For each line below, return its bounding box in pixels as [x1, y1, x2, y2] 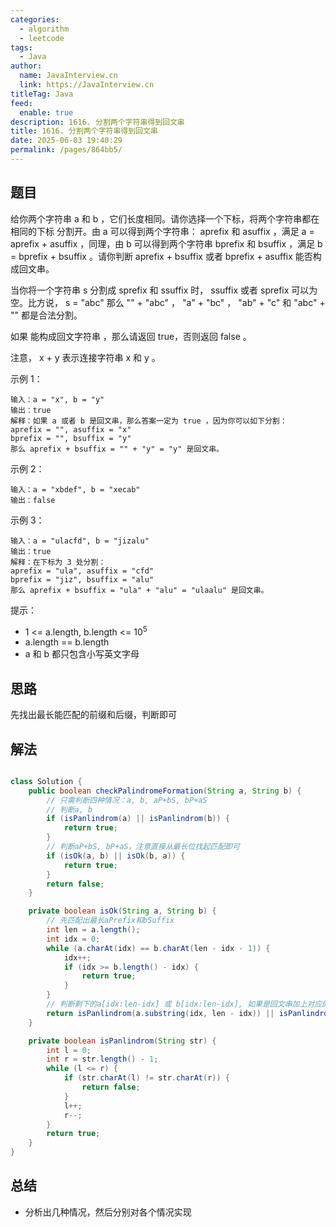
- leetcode [19, 33, 65, 43]
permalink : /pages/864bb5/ [10, 145, 123, 155]
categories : [10, 14, 60, 25]
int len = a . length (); [46, 925, 141, 935]
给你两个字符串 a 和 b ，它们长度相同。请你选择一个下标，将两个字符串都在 [10, 212, 320, 225]
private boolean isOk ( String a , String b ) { [28, 906, 217, 916]
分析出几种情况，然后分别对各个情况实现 [24, 1206, 192, 1218]
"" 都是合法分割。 [10, 309, 83, 321]
